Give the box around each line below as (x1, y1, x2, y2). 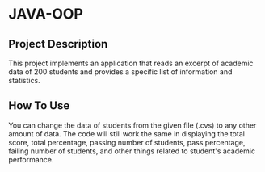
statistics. (8, 76, 40, 85)
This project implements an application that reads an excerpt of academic (8, 58, 254, 68)
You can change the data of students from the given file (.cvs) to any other (8, 120, 257, 130)
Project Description (8, 37, 108, 51)
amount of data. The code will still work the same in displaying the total (8, 128, 245, 138)
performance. (8, 154, 54, 164)
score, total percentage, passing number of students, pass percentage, (8, 137, 246, 147)
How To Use (8, 99, 70, 113)
